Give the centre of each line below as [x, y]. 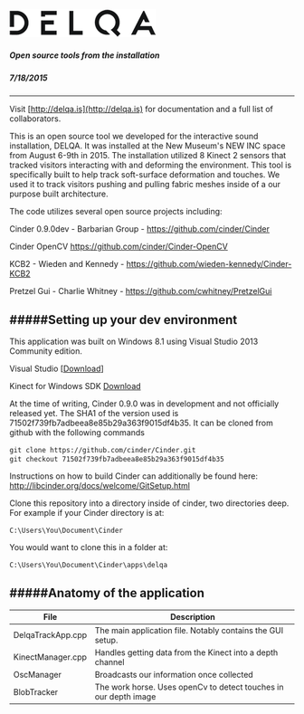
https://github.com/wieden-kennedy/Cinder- [209, 264]
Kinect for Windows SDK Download [76, 386]
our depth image [125, 697]
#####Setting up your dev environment [123, 320]
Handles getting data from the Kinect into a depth [186, 652]
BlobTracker [36, 691]
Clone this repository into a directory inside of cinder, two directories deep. [149, 503]
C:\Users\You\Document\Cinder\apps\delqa [89, 566]
